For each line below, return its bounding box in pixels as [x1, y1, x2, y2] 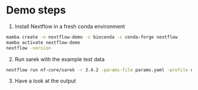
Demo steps [6, 4, 66, 17]
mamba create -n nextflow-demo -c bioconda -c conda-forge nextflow [6, 34, 178, 40]
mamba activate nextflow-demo [6, 39, 81, 46]
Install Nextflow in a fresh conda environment [14, 23, 125, 30]
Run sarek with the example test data [14, 56, 105, 63]
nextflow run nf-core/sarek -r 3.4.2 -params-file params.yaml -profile [6, 67, 189, 73]
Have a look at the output [14, 77, 77, 85]
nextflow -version [6, 45, 51, 51]
